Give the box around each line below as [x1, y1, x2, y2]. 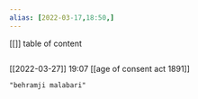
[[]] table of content [9, 38, 83, 49]
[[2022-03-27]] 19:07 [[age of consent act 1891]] [9, 63, 191, 74]
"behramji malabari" [9, 80, 87, 90]
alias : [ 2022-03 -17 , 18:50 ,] [9, 13, 115, 22]
